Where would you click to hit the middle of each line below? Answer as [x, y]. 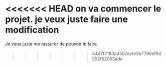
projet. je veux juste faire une [67, 19]
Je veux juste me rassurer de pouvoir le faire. [52, 43]
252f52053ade [107, 58]
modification [32, 30]
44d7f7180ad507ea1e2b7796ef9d [127, 53]
